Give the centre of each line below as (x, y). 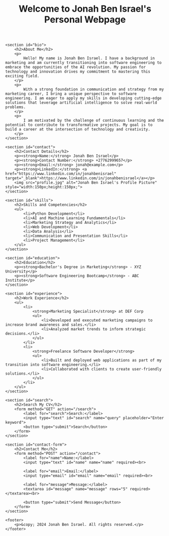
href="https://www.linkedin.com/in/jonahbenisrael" (61, 174)
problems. (16, 107)
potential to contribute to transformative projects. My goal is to (79, 125)
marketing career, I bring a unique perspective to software (71, 94)
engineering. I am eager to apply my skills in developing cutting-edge (83, 98)
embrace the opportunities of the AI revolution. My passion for (75, 67)
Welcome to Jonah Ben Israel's (85, 9)
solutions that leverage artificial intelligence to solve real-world (81, 103)
